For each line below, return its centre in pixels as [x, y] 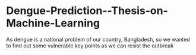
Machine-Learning [53, 23]
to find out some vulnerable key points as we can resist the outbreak [90, 46]
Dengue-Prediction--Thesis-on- [87, 11]
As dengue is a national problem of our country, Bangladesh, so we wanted [98, 39]
